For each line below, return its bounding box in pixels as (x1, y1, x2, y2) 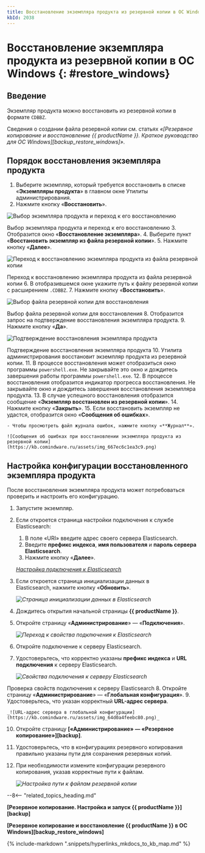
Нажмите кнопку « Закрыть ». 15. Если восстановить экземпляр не (7, 405, 180, 412)
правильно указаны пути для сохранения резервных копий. (15, 750, 172, 758)
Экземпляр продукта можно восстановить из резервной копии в (7, 107, 176, 114)
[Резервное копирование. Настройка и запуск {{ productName (7, 804, 174, 811)
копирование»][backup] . (15, 732, 83, 739)
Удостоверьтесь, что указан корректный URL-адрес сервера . (7, 697, 169, 705)
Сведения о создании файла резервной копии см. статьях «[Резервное (7, 125, 193, 133)
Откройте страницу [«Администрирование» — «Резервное (15, 725, 174, 733)
